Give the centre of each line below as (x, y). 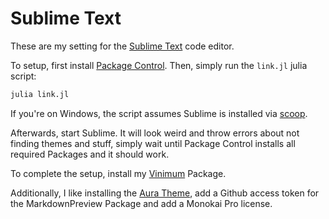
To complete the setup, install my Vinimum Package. (118, 173)
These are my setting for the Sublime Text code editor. (122, 46)
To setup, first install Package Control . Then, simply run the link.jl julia (159, 65)
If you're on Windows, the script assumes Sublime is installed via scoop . (159, 113)
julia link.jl (40, 94)
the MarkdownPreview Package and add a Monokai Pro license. (141, 203)
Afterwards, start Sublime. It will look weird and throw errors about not (155, 133)
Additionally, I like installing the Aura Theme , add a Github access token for (165, 193)
